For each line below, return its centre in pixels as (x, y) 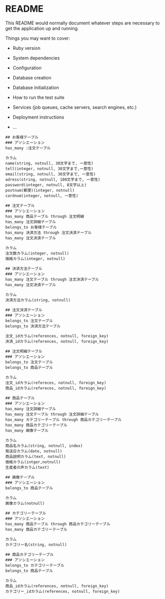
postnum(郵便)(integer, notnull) (40, 190)
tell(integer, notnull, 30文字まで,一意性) (49, 168)
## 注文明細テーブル (24, 351)
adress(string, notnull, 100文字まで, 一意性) (53, 179)
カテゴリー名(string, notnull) (36, 545)
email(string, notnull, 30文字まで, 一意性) (50, 174)
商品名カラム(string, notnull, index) (44, 446)
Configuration (27, 68)
